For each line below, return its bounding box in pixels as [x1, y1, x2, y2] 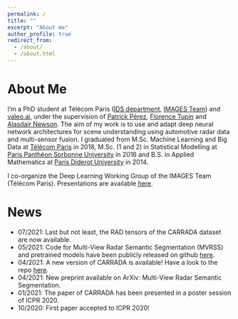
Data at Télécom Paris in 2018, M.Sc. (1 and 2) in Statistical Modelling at [7, 142, 217, 151]
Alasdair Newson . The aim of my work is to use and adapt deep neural [7, 119, 214, 128]
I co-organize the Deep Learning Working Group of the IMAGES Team [7, 171, 212, 180]
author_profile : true [7, 30, 72, 38]
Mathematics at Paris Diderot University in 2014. [7, 158, 149, 166]
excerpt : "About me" [7, 24, 69, 31]
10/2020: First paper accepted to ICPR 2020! [17, 303, 150, 312]
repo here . [17, 265, 48, 274]
